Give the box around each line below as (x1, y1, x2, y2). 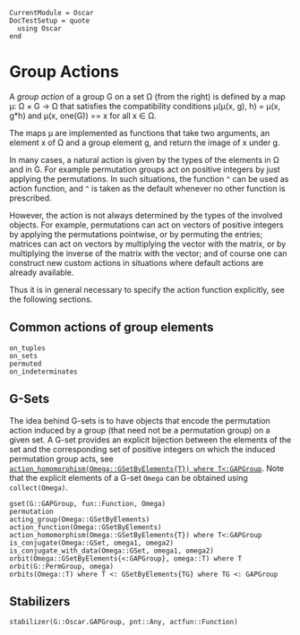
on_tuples (9, 343, 47, 353)
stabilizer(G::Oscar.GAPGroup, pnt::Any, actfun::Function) (9, 618, 239, 627)
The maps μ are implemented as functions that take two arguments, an (9, 127, 270, 138)
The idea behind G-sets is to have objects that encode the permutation (9, 415, 270, 425)
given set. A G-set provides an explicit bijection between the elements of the (9, 434, 292, 445)
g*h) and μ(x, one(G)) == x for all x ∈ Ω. (9, 110, 157, 121)
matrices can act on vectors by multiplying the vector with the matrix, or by (9, 238, 287, 249)
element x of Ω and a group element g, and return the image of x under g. (9, 137, 280, 148)
